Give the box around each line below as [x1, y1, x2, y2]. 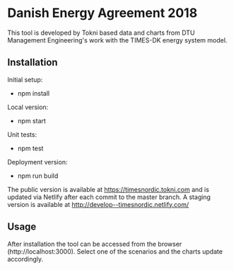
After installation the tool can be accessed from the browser [7, 240, 182, 248]
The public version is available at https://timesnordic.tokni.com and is [7, 185, 210, 193]
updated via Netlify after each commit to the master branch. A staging [7, 193, 211, 201]
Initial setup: [7, 75, 43, 84]
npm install [17, 89, 50, 97]
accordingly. [7, 254, 44, 263]
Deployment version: [7, 157, 68, 166]
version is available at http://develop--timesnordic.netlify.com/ [7, 200, 189, 208]
